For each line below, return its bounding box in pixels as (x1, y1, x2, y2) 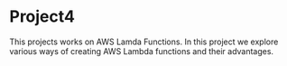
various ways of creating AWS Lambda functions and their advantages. (9, 45, 273, 56)
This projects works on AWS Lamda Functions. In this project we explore (9, 36, 279, 47)
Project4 (9, 6, 75, 27)
